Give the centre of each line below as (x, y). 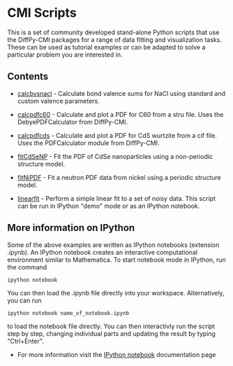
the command (27, 267)
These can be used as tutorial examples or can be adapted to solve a (106, 47)
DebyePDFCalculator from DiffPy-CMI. (72, 122)
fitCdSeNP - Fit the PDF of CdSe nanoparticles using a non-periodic (115, 156)
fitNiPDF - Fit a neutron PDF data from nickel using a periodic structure (119, 177)
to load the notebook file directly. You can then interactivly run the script (111, 326)
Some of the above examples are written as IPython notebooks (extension (113, 245)
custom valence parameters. (58, 101)
